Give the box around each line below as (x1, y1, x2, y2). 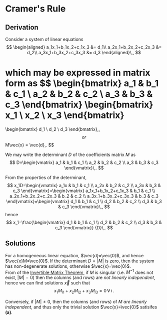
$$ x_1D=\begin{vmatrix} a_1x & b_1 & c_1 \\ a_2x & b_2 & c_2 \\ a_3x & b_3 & (7, 182, 161, 188)
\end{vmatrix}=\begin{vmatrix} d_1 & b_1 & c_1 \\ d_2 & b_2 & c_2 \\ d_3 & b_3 (6, 198, 162, 204)
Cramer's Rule (5, 3, 66, 15)
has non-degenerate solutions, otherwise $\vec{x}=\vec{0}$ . (5, 263, 131, 269)
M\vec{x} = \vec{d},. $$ (5, 141, 54, 148)
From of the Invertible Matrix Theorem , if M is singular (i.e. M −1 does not (5, 268, 153, 275)
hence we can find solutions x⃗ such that (5, 280, 90, 286)
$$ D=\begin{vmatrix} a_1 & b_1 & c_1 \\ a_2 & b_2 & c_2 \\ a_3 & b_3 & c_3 (9, 159, 159, 166)
